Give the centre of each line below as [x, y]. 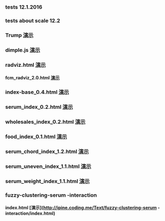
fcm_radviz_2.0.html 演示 [32, 78]
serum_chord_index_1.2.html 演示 [47, 151]
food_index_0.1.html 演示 [36, 137]
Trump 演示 [19, 35]
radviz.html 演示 [26, 65]
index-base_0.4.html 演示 [37, 92]
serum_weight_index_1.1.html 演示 [48, 181]
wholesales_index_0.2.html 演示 [46, 121]
